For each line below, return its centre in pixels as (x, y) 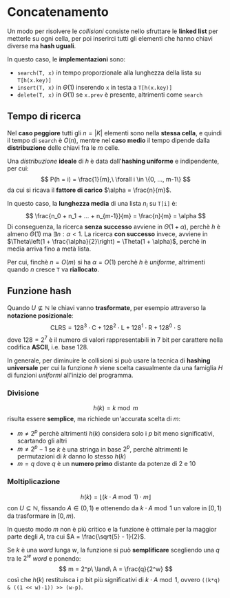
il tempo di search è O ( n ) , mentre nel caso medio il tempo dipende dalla (108, 140)
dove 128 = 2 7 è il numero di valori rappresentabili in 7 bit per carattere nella (115, 339)
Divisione (23, 393)
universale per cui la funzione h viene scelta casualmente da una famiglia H (115, 367)
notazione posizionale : (40, 316)
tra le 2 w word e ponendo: (44, 558)
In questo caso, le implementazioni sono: (66, 59)
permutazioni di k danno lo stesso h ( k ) (72, 456)
